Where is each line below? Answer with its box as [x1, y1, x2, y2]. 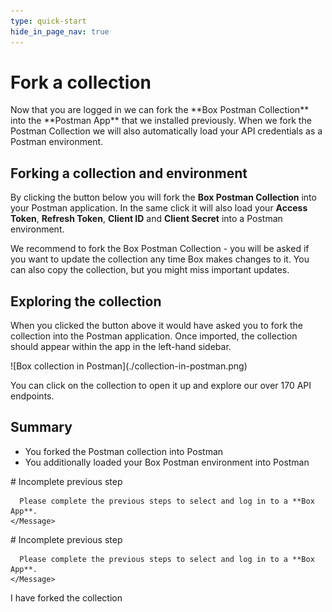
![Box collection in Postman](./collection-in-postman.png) [10, 360, 248, 372]
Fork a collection [10, 71, 152, 94]
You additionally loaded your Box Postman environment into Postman [24, 456, 310, 468]
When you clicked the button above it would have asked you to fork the [10, 320, 304, 332]
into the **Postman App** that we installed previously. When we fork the [10, 115, 312, 127]
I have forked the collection [10, 591, 123, 604]
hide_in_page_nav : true [10, 26, 110, 37]
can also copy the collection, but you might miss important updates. [10, 264, 290, 276]
